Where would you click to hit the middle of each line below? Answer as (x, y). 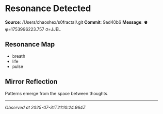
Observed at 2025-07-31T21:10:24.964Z (45, 107)
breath (19, 56)
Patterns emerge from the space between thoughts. (57, 93)
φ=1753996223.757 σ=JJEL (33, 29)
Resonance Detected (48, 8)
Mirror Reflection (31, 82)
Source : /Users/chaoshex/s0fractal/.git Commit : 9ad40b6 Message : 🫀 (77, 22)
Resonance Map (30, 44)
